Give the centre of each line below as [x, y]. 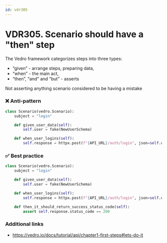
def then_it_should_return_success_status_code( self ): [72, 207]
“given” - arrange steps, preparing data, [53, 68]
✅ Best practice [24, 156]
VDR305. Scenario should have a [75, 34]
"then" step [30, 45]
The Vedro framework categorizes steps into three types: [64, 59]
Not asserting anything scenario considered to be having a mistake [74, 88]
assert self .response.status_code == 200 [67, 211]
